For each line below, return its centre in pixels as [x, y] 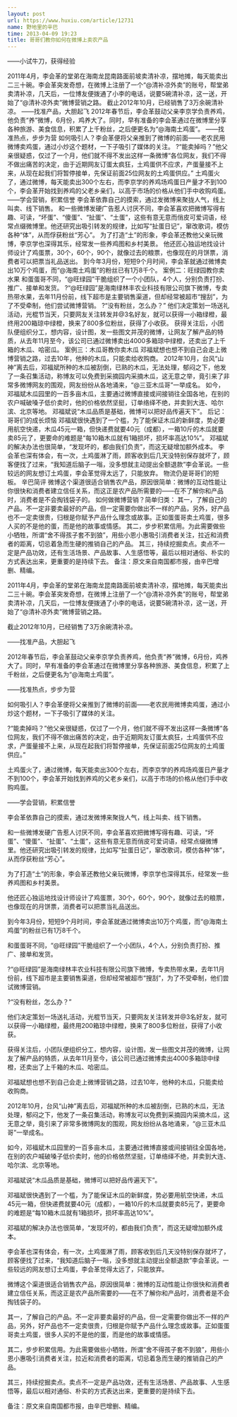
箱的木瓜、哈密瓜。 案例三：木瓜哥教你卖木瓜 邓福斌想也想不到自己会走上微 [117, 349]
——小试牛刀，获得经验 [41, 61]
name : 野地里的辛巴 [33, 27]
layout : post [26, 14]
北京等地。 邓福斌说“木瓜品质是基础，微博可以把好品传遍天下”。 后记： [123, 412]
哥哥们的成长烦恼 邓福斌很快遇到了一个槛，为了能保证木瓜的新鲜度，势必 [113, 420]
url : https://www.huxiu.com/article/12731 [71, 20]
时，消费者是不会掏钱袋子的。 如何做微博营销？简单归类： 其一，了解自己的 [117, 500]
